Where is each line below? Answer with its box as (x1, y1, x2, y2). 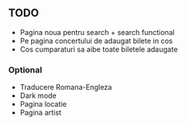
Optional (8, 64, 42, 75)
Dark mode (19, 91, 57, 100)
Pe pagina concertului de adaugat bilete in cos (19, 36, 173, 45)
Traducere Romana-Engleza (19, 83, 113, 92)
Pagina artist (19, 107, 61, 118)
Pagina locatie (19, 100, 67, 109)
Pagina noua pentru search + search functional (19, 27, 175, 37)
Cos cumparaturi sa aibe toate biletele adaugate (19, 44, 178, 54)
